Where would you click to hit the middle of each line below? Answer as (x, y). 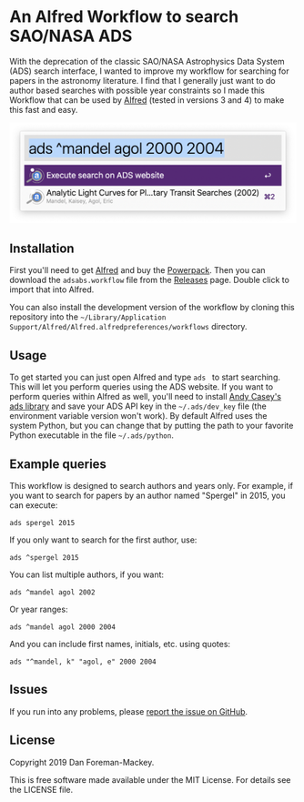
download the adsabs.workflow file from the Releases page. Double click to (149, 280)
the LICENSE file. (41, 789)
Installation (42, 249)
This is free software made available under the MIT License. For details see (150, 779)
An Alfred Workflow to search (124, 17)
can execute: (34, 505)
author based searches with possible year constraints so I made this (137, 90)
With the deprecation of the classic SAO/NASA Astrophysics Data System (147, 61)
